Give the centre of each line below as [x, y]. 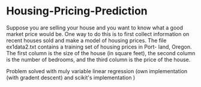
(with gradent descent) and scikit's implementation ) [71, 77]
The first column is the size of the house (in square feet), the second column [101, 53]
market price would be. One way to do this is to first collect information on [98, 34]
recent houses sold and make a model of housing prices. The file [86, 40]
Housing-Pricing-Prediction [77, 11]
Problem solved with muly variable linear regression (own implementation [97, 71]
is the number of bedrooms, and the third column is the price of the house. [98, 59]
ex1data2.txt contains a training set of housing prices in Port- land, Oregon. [99, 47]
